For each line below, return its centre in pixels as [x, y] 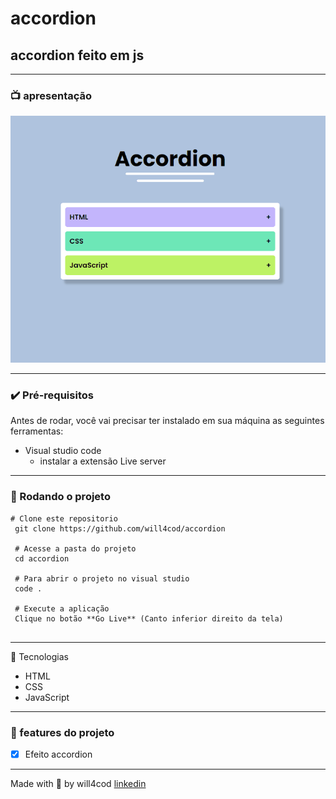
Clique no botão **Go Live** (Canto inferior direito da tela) [149, 618]
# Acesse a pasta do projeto [75, 548]
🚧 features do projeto [62, 732]
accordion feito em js [77, 55]
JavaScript [47, 697]
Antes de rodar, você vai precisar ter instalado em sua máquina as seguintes [167, 421]
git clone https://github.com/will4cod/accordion [120, 528]
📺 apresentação [51, 95]
